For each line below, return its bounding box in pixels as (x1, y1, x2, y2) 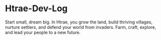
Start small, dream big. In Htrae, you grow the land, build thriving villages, (5, 19, 153, 25)
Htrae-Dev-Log (5, 3, 68, 14)
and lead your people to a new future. (5, 29, 81, 35)
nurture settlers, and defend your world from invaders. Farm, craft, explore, (5, 24, 156, 30)
